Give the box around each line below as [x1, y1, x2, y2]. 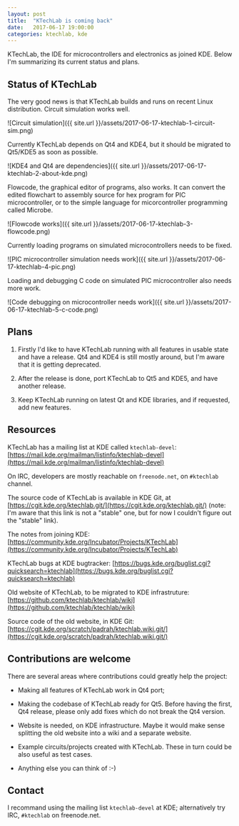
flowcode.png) [7, 227, 51, 236]
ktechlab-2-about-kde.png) [7, 169, 88, 178]
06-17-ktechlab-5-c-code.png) [7, 305, 98, 314]
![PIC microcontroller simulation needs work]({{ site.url [7, 255, 168, 264]
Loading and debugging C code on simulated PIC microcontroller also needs [7, 277, 232, 285]
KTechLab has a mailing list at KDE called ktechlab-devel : [7, 442, 177, 451]
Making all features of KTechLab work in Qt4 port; [17, 685, 166, 694]
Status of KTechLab [7, 78, 98, 90]
